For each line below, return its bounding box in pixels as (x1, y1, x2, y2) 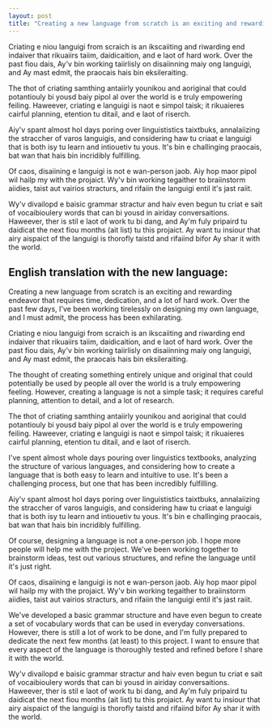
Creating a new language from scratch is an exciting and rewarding (8, 287, 232, 296)
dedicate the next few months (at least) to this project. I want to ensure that (8, 636, 260, 646)
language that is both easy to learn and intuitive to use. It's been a (8, 470, 228, 480)
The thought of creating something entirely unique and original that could (8, 370, 253, 380)
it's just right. (8, 562, 53, 572)
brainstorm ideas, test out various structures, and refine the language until (8, 553, 257, 563)
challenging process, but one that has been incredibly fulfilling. (8, 479, 219, 488)
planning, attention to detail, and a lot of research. (8, 396, 175, 406)
